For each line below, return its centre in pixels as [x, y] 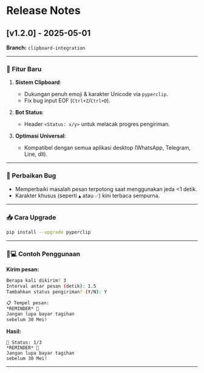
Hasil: [14, 332]
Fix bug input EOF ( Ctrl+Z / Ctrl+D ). [67, 100]
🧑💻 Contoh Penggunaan [43, 254]
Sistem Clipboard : [38, 82]
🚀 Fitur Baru [24, 69]
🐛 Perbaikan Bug [31, 176]
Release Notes [43, 11]
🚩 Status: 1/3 [24, 343]
